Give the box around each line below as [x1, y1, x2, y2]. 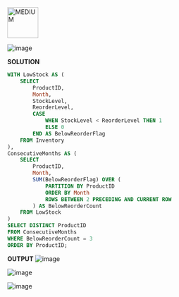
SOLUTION [7, 58, 40, 66]
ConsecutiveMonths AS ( [7, 150, 78, 157]
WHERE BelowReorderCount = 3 [7, 235, 93, 242]
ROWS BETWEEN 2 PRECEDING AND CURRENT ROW [44, 195, 172, 203]
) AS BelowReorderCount [32, 202, 102, 210]
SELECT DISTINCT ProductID [7, 222, 87, 229]
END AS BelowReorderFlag [32, 130, 106, 137]
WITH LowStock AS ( [7, 71, 65, 78]
